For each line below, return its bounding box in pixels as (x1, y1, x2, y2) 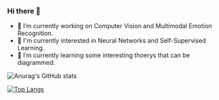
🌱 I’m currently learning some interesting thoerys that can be (17, 51, 190, 59)
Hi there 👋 (7, 6, 41, 16)
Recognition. (17, 29, 54, 37)
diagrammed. (17, 59, 55, 67)
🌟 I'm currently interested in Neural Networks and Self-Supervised (17, 37, 207, 45)
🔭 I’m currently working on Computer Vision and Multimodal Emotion (17, 22, 213, 30)
